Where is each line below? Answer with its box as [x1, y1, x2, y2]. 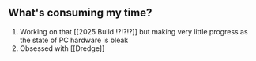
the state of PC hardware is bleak [19, 35, 129, 45]
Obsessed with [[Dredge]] [19, 43, 105, 53]
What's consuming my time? [8, 6, 152, 20]
